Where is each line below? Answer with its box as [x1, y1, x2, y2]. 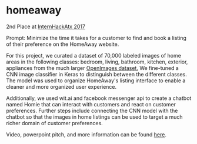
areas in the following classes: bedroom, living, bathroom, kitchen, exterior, [6, 58, 188, 65]
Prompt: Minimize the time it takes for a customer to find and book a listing [6, 34, 187, 41]
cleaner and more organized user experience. [6, 83, 117, 90]
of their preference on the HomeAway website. [6, 41, 119, 48]
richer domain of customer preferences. [6, 119, 103, 126]
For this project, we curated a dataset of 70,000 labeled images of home [6, 52, 181, 59]
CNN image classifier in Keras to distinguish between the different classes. [6, 71, 187, 78]
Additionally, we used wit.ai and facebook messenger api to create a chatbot [6, 95, 192, 102]
